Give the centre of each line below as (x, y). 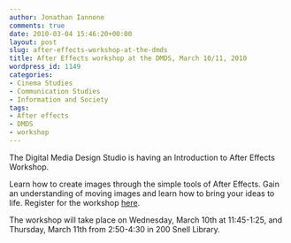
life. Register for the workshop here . (75, 202)
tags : (19, 108)
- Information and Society (59, 99)
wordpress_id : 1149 (45, 67)
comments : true (37, 26)
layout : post (33, 42)
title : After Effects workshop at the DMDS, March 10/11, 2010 (128, 58)
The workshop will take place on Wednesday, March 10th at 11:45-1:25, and (146, 220)
